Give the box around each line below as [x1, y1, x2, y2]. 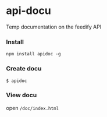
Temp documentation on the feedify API [6, 23, 102, 30]
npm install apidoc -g [6, 51, 61, 57]
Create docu [6, 65, 42, 73]
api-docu [6, 4, 51, 17]
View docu [6, 91, 37, 100]
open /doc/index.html [6, 104, 59, 111]
